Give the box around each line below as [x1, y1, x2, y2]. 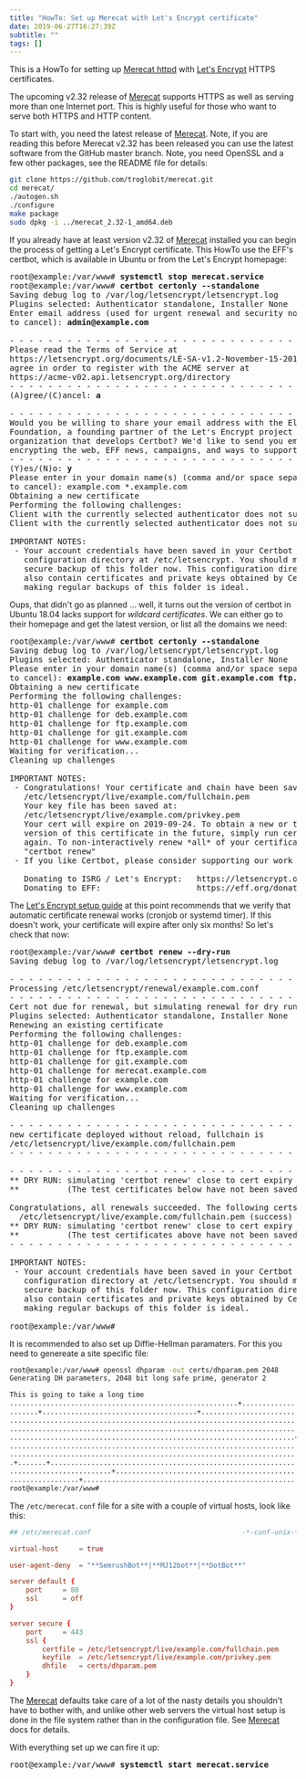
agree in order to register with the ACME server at [9, 363, 250, 373]
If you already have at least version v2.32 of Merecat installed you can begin [9, 234, 297, 245]
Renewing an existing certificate [9, 1019, 164, 1030]
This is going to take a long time [9, 1390, 145, 1400]
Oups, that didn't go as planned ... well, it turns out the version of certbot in [9, 599, 291, 610]
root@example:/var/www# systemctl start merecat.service [9, 1759, 270, 1770]
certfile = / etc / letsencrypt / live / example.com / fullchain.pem [42, 1645, 280, 1654]
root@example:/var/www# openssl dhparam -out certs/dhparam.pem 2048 [9, 1365, 280, 1374]
